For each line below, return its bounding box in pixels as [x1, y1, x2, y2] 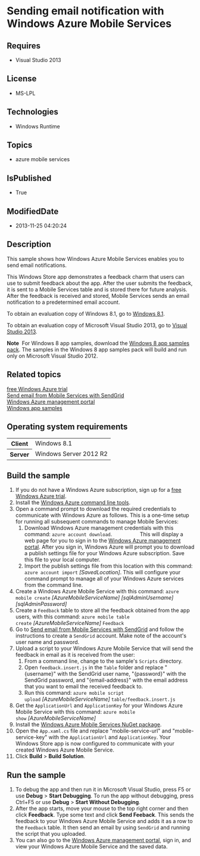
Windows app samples [7, 404, 62, 411]
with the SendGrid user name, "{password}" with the [57, 670, 186, 678]
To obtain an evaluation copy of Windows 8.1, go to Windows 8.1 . [7, 310, 165, 317]
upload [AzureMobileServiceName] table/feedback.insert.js [24, 695, 176, 703]
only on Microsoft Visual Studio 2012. [7, 352, 98, 359]
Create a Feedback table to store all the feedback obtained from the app [15, 607, 190, 614]
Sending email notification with [7, 4, 164, 18]
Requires [7, 41, 41, 51]
